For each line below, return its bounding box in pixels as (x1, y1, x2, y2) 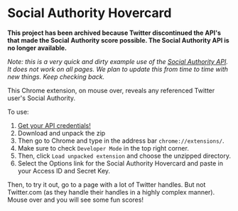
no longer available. (7, 43, 67, 52)
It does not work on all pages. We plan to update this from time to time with (7, 65, 229, 73)
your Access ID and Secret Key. (17, 166, 111, 175)
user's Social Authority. (7, 94, 76, 102)
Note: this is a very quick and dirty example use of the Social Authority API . (7, 57, 229, 65)
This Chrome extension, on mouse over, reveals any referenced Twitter (7, 86, 215, 94)
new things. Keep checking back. (7, 72, 105, 81)
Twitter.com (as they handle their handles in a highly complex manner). (7, 188, 215, 196)
